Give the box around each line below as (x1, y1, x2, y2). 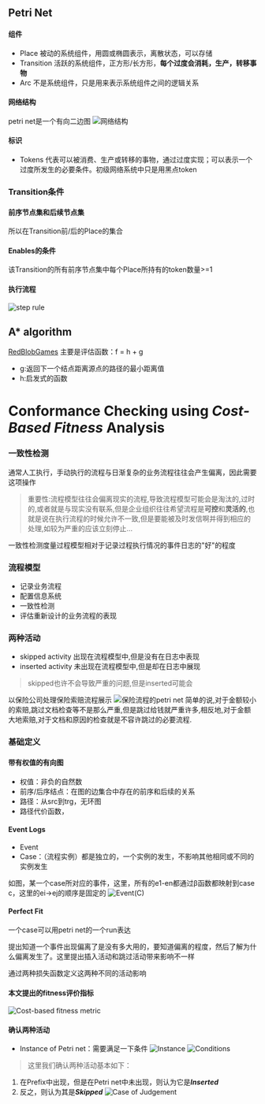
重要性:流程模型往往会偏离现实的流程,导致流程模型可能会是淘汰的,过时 (27, 494, 255, 504)
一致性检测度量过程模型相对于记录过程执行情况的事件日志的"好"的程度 (8, 540, 237, 550)
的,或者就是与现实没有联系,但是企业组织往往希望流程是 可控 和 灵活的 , (27, 504, 248, 513)
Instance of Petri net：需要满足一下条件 (19, 1044, 148, 1054)
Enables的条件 (8, 246, 57, 255)
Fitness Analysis (54, 418, 166, 437)
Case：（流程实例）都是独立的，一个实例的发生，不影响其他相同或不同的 (19, 851, 255, 861)
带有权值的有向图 (8, 757, 64, 767)
